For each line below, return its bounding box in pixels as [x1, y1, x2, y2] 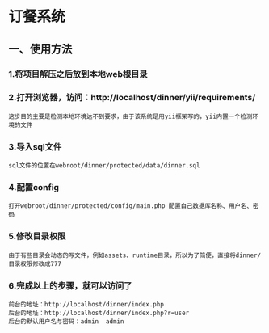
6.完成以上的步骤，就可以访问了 [8, 280, 132, 291]
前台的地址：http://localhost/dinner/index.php [8, 300, 164, 308]
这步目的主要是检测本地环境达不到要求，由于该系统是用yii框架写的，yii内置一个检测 [8, 112, 253, 120]
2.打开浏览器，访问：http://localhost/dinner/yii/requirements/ [8, 92, 256, 103]
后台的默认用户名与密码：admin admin [8, 317, 124, 326]
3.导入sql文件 [8, 141, 62, 152]
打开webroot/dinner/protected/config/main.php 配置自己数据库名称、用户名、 [8, 202, 253, 210]
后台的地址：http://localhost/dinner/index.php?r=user [8, 309, 190, 317]
